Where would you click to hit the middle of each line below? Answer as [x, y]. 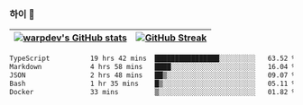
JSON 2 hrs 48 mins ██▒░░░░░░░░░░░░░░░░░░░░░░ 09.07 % [153, 75]
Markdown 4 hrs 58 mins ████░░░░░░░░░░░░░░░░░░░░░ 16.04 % [153, 67]
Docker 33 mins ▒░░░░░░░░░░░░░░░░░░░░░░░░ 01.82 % [153, 92]
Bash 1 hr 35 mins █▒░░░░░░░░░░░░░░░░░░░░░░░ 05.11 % [153, 83]
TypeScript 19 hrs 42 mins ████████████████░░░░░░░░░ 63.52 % [153, 59]
